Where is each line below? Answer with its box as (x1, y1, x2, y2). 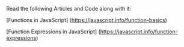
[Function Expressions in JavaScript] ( (6, 28, 101, 35)
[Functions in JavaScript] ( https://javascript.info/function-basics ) (6, 17, 167, 23)
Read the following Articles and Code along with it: (6, 5, 132, 12)
